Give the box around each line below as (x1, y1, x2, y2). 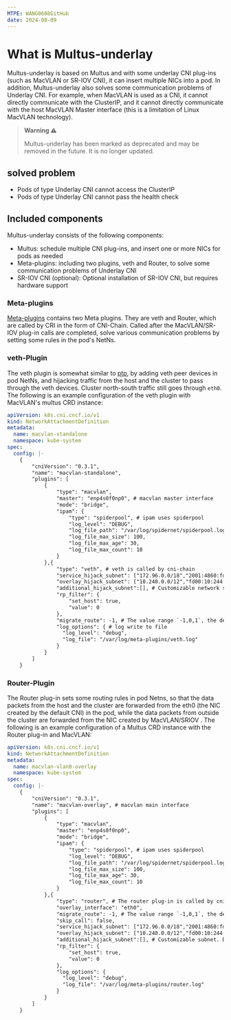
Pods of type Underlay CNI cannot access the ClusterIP (16, 186, 175, 194)
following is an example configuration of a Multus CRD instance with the (7, 723, 211, 732)
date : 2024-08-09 (7, 17, 57, 23)
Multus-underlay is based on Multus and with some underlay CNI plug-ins (7, 69, 217, 77)
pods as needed (16, 252, 63, 260)
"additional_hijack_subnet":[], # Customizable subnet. (56, 936, 220, 943)
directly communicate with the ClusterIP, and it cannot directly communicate (7, 98, 223, 107)
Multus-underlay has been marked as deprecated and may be (23, 139, 199, 148)
